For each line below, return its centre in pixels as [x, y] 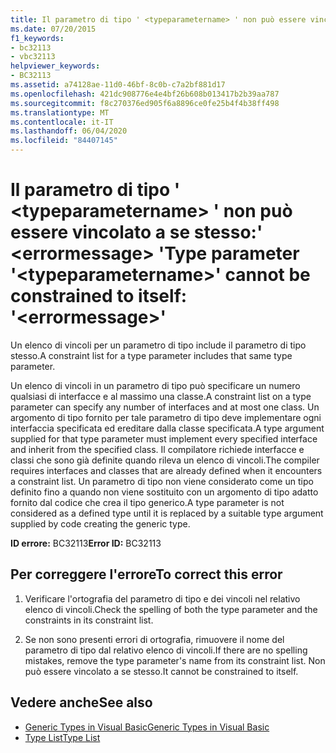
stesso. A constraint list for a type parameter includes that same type [151, 355]
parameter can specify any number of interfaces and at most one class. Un [165, 407]
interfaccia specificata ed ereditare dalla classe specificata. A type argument [167, 428]
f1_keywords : [37, 38]
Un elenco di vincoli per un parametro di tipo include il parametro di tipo [158, 345]
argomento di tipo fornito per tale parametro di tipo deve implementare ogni [166, 417]
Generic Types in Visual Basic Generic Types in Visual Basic [147, 727]
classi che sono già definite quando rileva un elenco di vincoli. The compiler [165, 460]
